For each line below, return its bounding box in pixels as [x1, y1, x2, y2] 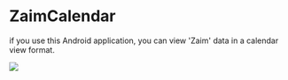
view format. [9, 44, 55, 55]
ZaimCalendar [9, 6, 116, 26]
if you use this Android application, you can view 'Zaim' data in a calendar [9, 35, 279, 46]
